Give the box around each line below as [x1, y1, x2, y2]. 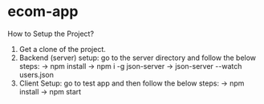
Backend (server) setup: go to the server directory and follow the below [18, 53, 257, 62]
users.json [18, 70, 54, 79]
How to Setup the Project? [7, 29, 94, 38]
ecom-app [7, 2, 79, 21]
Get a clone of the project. [18, 44, 106, 54]
